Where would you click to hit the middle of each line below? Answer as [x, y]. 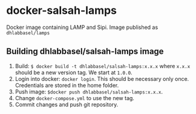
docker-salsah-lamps [61, 11]
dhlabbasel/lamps [28, 33]
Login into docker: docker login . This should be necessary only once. [102, 78]
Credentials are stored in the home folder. [67, 85]
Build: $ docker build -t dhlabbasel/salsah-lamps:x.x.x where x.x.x [103, 66]
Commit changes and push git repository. [67, 104]
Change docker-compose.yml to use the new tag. [75, 98]
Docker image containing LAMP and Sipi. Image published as [82, 27]
